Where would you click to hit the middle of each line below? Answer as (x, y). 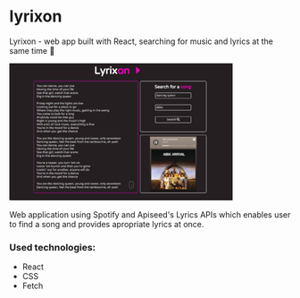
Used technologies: (53, 247)
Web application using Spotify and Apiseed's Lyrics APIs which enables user (150, 214)
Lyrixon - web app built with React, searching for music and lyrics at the (142, 41)
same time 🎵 (32, 50)
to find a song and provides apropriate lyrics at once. (107, 224)
